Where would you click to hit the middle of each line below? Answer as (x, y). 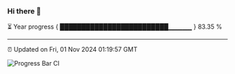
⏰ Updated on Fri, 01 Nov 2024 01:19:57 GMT (72, 50)
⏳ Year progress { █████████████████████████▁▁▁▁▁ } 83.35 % (115, 27)
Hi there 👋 (24, 11)
